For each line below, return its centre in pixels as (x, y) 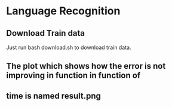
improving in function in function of (73, 76)
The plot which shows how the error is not (86, 66)
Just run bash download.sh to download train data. (69, 47)
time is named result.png (54, 96)
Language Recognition (63, 11)
